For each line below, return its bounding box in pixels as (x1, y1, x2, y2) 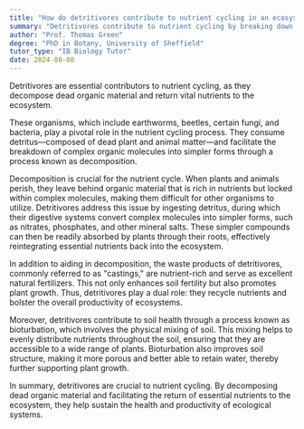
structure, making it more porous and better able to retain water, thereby (9, 353, 279, 364)
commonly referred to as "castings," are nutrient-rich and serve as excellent (9, 268, 293, 278)
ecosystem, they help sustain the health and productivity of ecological (9, 400, 271, 410)
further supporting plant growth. (9, 363, 129, 373)
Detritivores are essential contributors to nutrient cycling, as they (9, 81, 252, 91)
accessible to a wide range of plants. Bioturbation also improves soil (9, 344, 264, 354)
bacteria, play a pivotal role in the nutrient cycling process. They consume (9, 127, 285, 137)
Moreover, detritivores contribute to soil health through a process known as (9, 315, 290, 325)
